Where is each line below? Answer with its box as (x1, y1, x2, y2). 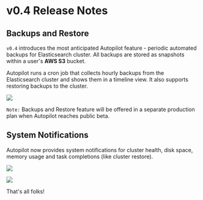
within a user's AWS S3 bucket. (6, 58, 86, 64)
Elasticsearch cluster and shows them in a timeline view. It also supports (6, 76, 188, 83)
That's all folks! (6, 188, 45, 195)
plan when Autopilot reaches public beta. (6, 112, 110, 120)
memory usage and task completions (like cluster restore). (6, 153, 153, 160)
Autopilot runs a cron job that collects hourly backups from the (6, 69, 164, 77)
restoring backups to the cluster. (6, 82, 89, 90)
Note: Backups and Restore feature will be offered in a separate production (6, 106, 196, 113)
